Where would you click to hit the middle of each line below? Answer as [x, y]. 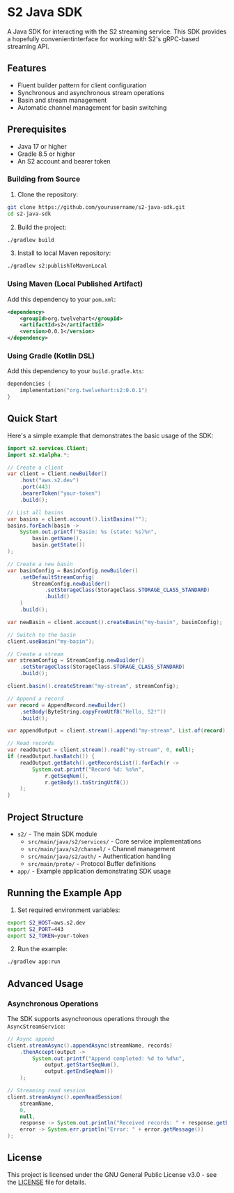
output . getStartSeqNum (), [82, 1065]
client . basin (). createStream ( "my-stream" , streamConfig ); [93, 686]
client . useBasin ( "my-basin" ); [51, 641]
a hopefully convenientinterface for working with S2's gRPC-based [103, 38]
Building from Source [44, 179]
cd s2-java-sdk [29, 214]
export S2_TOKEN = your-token [48, 936]
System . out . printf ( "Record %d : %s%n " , [88, 769]
